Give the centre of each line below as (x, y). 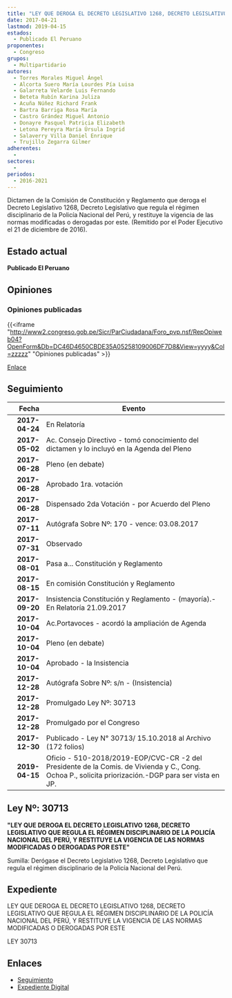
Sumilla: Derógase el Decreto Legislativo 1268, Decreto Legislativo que (108, 860)
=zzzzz (18, 354)
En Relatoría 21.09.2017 (86, 608)
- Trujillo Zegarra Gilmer (52, 142)
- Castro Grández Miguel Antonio (61, 116)
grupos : (18, 59)
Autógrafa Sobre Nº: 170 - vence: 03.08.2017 (122, 524)
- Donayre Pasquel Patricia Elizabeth (69, 123)
